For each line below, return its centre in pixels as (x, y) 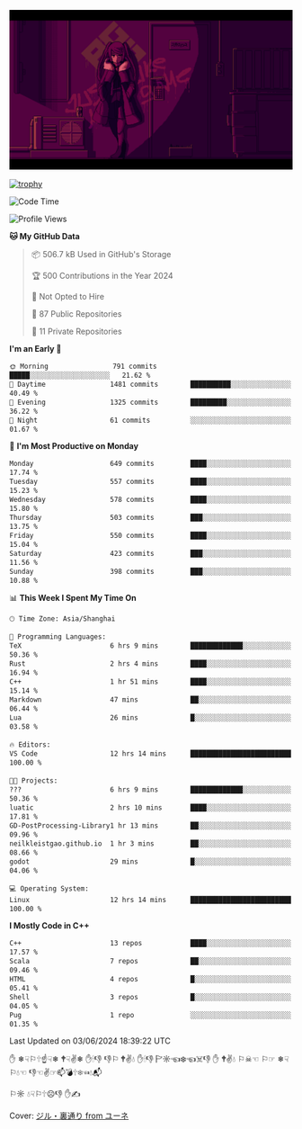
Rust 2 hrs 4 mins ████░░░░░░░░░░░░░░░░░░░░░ (151, 663)
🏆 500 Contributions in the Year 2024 (102, 275)
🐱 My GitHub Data (45, 236)
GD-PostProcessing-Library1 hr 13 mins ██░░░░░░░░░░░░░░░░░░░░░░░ (151, 825)
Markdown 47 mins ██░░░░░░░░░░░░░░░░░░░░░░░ (151, 699)
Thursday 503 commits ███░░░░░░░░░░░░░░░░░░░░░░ (151, 517)
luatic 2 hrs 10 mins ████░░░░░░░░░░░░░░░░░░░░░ (151, 807)
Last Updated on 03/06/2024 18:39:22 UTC (90, 1041)
